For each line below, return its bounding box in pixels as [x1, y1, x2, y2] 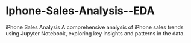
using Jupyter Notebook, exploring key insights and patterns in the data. [5, 29, 185, 37]
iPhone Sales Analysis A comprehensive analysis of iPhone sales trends [5, 24, 184, 31]
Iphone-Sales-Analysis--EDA [5, 4, 155, 18]
